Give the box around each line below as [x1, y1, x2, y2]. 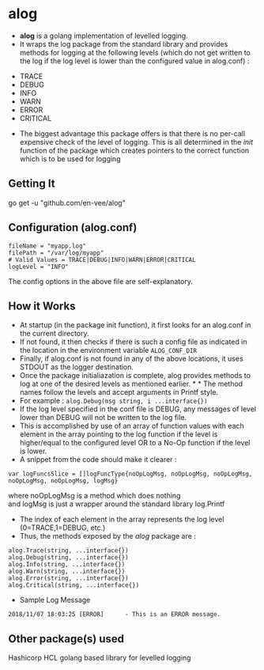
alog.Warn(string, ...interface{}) [8, 567, 126, 576]
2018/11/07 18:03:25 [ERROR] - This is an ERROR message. [8, 611, 221, 619]
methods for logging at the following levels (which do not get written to [19, 47, 251, 57]
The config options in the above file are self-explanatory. [8, 276, 194, 286]
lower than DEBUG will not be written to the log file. [19, 413, 187, 422]
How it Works [8, 299, 76, 312]
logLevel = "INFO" [8, 263, 69, 271]
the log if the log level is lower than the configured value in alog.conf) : [19, 56, 250, 66]
